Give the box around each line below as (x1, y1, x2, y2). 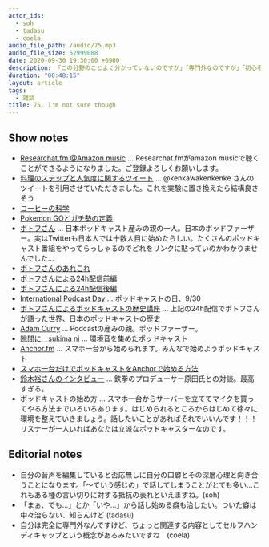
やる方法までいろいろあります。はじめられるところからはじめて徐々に (26, 403, 259, 413)
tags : (8, 86, 26, 95)
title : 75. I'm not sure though (8, 101, 116, 109)
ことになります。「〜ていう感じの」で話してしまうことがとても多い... (26, 480, 253, 489)
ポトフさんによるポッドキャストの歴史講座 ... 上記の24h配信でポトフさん (19, 303, 261, 313)
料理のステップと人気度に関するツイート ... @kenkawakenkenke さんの (19, 173, 255, 183)
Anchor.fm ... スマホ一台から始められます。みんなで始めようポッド (19, 343, 239, 353)
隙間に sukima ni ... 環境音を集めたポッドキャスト (19, 334, 188, 343)
